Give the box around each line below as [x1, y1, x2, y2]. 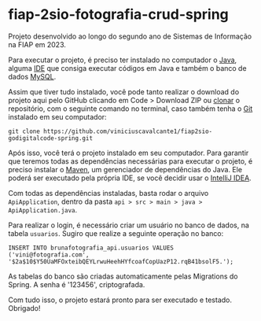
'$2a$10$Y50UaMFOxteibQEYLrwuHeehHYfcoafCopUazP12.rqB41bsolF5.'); [8, 257, 234, 265]
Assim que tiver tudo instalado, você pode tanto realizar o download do [8, 87, 240, 96]
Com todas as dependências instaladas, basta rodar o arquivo [8, 188, 209, 197]
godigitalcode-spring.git [8, 134, 93, 142]
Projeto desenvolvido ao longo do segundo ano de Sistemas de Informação [8, 31, 252, 41]
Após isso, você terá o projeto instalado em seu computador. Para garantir [8, 148, 249, 157]
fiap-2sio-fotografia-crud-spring [8, 6, 230, 24]
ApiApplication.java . [8, 205, 78, 214]
